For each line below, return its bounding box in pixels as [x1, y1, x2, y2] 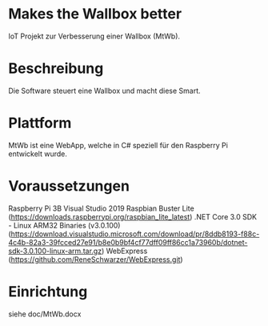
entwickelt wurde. [8, 149, 68, 159]
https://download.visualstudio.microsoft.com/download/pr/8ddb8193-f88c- [10, 229, 260, 239]
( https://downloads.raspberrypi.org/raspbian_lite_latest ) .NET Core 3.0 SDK [8, 211, 258, 221]
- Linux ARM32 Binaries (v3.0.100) [8, 220, 121, 230]
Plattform [8, 114, 72, 132]
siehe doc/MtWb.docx [8, 309, 82, 319]
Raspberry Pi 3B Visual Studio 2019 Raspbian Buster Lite [8, 203, 194, 213]
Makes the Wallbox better [8, 5, 182, 23]
